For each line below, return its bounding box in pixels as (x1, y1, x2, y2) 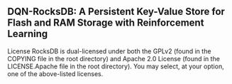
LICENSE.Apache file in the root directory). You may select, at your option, (7, 62, 225, 70)
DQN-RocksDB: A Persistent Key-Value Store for (7, 6, 226, 18)
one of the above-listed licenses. (7, 69, 104, 78)
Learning (7, 28, 48, 40)
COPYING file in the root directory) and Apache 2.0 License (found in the (7, 54, 220, 63)
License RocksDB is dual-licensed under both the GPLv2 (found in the (7, 46, 211, 56)
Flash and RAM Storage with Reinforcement (7, 17, 204, 29)
